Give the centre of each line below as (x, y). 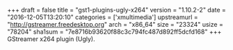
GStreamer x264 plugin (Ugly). (51, 39)
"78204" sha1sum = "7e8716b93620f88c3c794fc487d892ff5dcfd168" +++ (114, 32)
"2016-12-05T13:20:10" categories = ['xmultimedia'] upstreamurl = (103, 17)
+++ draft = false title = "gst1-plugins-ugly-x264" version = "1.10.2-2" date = (116, 10)
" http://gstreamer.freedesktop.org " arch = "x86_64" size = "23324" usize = (115, 24)
